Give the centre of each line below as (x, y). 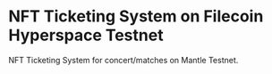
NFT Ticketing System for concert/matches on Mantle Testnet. (123, 60)
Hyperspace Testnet (86, 35)
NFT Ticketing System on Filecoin (136, 16)
